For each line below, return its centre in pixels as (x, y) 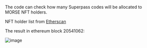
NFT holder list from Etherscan (36, 22)
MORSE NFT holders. (26, 12)
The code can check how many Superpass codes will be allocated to (74, 7)
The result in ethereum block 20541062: (45, 31)
